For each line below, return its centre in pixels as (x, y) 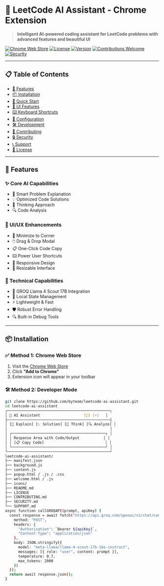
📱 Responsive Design (33, 263)
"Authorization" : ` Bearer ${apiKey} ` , (57, 529)
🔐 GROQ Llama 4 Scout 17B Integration (51, 291)
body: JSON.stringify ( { (38, 543)
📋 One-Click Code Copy (37, 248)
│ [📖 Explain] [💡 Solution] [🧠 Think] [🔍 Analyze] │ (61, 424)
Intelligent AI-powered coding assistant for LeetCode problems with (88, 34)
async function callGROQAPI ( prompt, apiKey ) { (53, 511)
